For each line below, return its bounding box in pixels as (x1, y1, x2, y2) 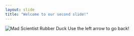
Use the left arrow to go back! (67, 25, 129, 31)
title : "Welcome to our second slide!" (5, 12, 89, 17)
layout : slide (5, 7, 35, 12)
